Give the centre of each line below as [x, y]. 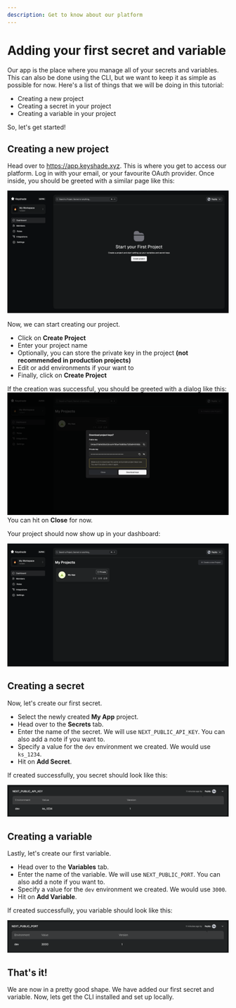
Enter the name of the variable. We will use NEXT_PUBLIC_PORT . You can [119, 875]
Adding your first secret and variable [117, 50]
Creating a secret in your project [64, 106]
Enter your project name [52, 345]
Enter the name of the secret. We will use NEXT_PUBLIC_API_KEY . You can [121, 731]
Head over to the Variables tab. [63, 867]
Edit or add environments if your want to [76, 367]
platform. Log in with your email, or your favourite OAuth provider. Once [111, 174]
